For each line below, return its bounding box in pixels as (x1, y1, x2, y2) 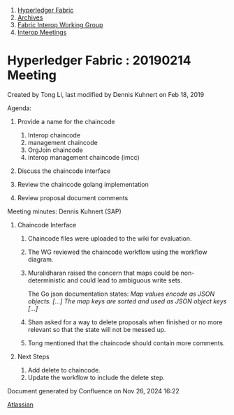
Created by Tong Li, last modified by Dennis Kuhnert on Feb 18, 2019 (7, 90, 205, 98)
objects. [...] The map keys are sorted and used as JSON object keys (27, 296, 227, 305)
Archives (17, 13, 43, 22)
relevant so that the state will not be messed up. (27, 325, 166, 333)
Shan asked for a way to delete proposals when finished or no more (27, 317, 223, 326)
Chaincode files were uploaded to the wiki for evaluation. (27, 234, 192, 243)
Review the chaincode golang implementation (17, 180, 149, 188)
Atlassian (7, 400, 34, 409)
